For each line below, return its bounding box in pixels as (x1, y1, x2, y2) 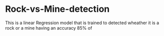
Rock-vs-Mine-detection (5, 3, 110, 15)
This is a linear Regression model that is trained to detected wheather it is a (5, 20, 160, 26)
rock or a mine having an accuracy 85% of (5, 25, 92, 31)
